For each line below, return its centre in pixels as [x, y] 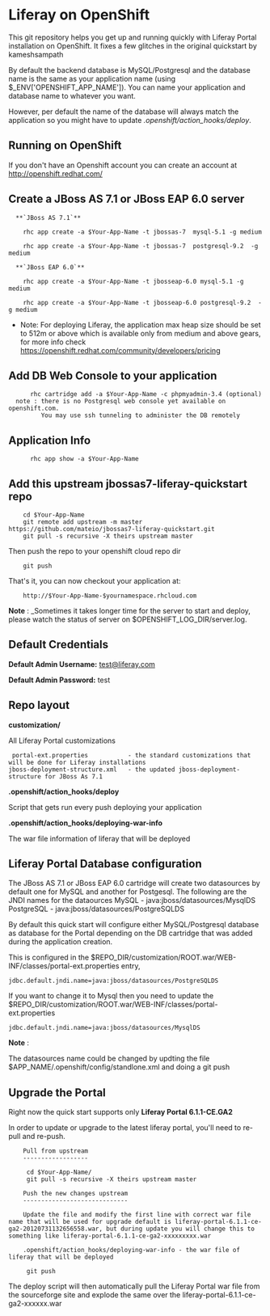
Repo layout [39, 705]
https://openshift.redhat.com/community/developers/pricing [120, 350]
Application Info [50, 440]
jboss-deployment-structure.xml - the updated [92, 770]
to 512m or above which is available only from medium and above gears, [140, 333]
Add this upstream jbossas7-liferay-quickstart [128, 484]
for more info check [53, 342]
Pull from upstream [56, 1151]
